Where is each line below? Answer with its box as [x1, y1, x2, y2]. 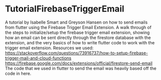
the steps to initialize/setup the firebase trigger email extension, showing [5, 29, 150, 35]
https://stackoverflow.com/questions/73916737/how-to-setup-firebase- [5, 50, 148, 56]
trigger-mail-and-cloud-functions [5, 55, 72, 61]
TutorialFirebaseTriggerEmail [5, 3, 125, 14]
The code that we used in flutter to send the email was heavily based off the [5, 65, 157, 71]
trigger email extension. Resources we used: [5, 45, 94, 51]
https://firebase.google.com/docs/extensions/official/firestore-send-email [5, 60, 153, 66]
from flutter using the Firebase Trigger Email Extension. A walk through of [5, 24, 152, 30]
